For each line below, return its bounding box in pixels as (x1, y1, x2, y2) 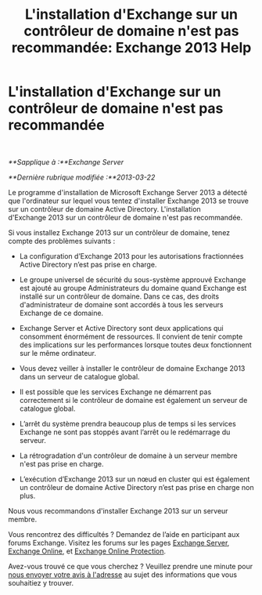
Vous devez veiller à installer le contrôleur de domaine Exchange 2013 (19, 363, 246, 373)
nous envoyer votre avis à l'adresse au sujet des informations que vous (8, 570, 237, 579)
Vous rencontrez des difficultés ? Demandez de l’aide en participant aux (8, 529, 240, 539)
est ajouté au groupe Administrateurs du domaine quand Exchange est (19, 283, 247, 292)
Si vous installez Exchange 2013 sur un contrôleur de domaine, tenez (8, 227, 231, 237)
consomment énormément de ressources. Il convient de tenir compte (19, 332, 243, 341)
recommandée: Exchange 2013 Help (11, 39, 252, 56)
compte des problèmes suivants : (8, 236, 116, 245)
